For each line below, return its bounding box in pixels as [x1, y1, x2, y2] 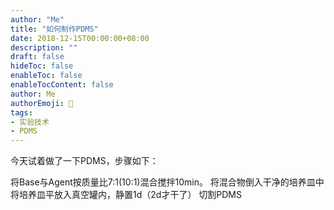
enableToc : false [10, 71, 83, 81]
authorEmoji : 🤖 [10, 98, 74, 108]
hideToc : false [10, 61, 74, 71]
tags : [10, 107, 33, 118]
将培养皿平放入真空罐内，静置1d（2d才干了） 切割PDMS [10, 189, 242, 201]
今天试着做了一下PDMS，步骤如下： [10, 155, 159, 167]
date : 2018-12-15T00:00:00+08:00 [10, 33, 150, 43]
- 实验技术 [10, 117, 50, 127]
